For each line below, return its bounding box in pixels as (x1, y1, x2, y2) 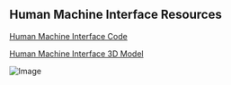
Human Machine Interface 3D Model (9, 48, 144, 59)
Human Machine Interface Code (9, 30, 128, 41)
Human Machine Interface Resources (9, 7, 222, 22)
